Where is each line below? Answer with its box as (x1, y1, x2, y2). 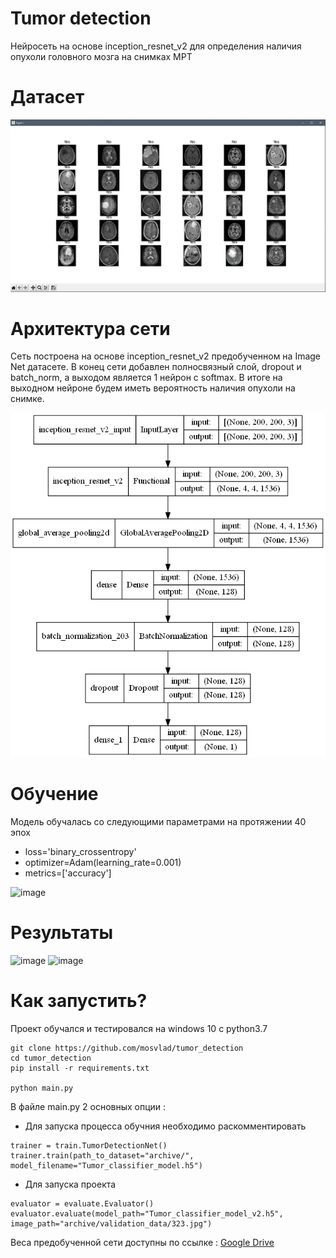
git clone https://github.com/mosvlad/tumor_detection (10, 1043, 244, 1053)
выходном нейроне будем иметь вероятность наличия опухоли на (10, 382, 296, 394)
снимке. (10, 393, 45, 405)
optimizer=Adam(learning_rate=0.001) (24, 856, 182, 868)
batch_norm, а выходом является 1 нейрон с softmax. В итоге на (10, 372, 283, 384)
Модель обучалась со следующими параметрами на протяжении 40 (10, 815, 307, 827)
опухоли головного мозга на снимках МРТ (10, 50, 193, 62)
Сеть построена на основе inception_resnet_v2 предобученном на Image (10, 350, 322, 362)
